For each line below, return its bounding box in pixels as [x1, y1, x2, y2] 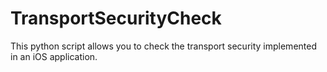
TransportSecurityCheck [10, 7, 222, 30]
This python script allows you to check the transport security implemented [10, 40, 317, 52]
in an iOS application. [10, 50, 98, 62]
